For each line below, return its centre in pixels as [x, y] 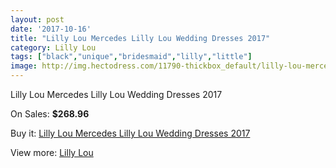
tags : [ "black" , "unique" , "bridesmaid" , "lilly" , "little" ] [131, 57]
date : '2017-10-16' [51, 29]
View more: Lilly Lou [52, 152]
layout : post [37, 19]
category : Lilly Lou [53, 47]
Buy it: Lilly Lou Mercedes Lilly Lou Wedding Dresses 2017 [130, 133]
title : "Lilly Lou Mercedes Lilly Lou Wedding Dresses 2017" [140, 38]
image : [24, 66]
